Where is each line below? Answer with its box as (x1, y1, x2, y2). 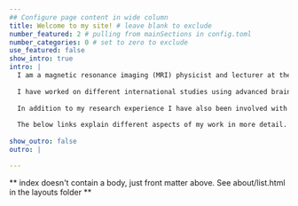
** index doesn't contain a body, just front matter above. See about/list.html (9, 177, 286, 187)
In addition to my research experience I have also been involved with (17, 104, 288, 113)
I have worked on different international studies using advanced (17, 87, 268, 96)
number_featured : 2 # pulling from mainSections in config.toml (9, 29, 252, 38)
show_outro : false (9, 137, 77, 146)
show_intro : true (9, 54, 74, 63)
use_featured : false (9, 46, 86, 55)
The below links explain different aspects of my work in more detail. (17, 121, 288, 130)
